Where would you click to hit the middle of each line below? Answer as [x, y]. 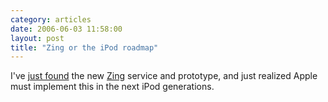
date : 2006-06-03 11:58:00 [66, 29]
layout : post [37, 38]
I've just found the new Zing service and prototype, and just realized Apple [164, 76]
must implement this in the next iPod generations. [112, 87]
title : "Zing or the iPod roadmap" [84, 47]
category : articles [51, 19]
